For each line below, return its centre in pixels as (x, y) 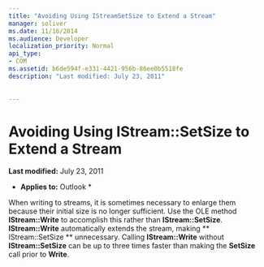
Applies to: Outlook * (56, 187)
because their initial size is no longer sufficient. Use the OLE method (123, 211)
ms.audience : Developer (49, 39)
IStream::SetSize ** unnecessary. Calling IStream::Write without (117, 237)
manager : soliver (38, 24)
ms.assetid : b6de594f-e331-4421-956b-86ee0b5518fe (96, 69)
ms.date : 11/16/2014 (43, 31)
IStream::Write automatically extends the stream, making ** (109, 229)
